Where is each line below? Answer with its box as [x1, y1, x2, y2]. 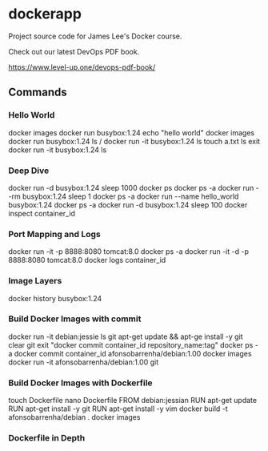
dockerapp [8, 5, 82, 23]
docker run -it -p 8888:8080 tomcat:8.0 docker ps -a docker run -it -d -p [8, 247, 250, 256]
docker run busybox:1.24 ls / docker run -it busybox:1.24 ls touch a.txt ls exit [8, 136, 261, 146]
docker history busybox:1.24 [8, 293, 102, 303]
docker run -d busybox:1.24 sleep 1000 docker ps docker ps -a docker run [8, 183, 254, 192]
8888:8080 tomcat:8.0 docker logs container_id [8, 256, 166, 265]
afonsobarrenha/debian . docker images [8, 413, 141, 422]
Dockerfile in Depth [8, 433, 86, 444]
